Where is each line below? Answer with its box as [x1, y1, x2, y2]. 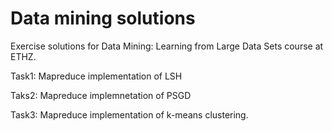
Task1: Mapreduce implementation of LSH [10, 70, 183, 82]
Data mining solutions [10, 7, 196, 30]
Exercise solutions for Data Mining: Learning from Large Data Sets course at [10, 40, 324, 52]
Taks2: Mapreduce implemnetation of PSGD [10, 89, 192, 101]
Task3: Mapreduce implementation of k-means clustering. [10, 108, 249, 121]
